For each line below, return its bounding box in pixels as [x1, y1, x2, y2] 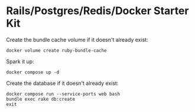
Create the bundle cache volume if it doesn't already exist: [6, 36, 149, 43]
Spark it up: [6, 58, 34, 65]
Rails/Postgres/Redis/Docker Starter [6, 4, 189, 18]
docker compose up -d [6, 69, 60, 75]
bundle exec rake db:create [6, 96, 76, 102]
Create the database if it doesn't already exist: [6, 80, 119, 87]
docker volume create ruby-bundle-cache [6, 47, 108, 54]
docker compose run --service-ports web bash [6, 91, 120, 97]
